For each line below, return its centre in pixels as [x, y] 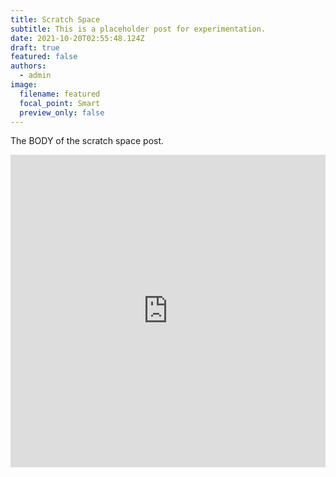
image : [24, 85]
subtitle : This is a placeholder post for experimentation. [138, 29]
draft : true [35, 47]
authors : [28, 66]
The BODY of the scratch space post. [87, 141]
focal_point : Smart [60, 103]
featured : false [44, 57]
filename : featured [60, 94]
